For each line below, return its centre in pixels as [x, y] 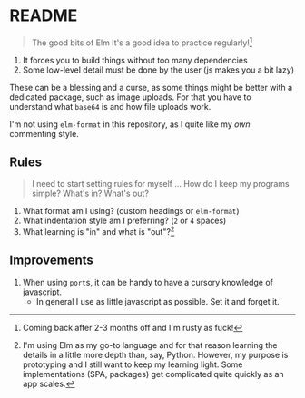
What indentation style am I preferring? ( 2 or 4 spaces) [124, 221]
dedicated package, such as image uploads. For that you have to [130, 97]
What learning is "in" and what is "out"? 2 [98, 231]
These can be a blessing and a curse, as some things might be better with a [151, 87]
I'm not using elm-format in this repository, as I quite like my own [130, 124]
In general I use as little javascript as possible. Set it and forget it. [157, 301]
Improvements [51, 261]
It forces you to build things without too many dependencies [135, 60]
